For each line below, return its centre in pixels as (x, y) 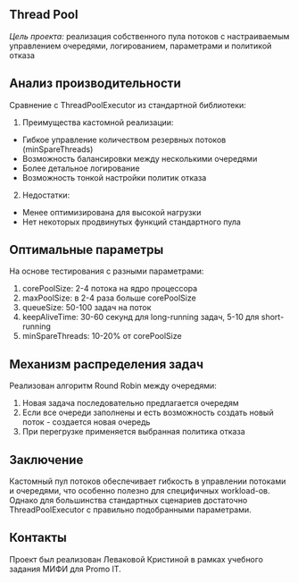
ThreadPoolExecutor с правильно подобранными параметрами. (130, 510)
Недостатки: (46, 195)
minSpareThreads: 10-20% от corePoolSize (102, 336)
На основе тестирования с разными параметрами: (107, 271)
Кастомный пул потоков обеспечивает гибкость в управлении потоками (148, 481)
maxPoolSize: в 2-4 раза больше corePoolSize (109, 298)
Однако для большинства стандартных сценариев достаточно (128, 501)
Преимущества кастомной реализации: (98, 122)
